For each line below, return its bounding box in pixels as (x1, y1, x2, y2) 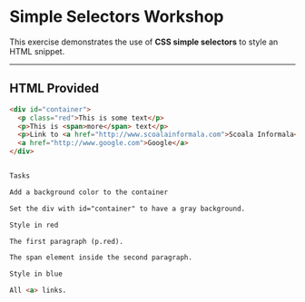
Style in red (9, 220, 59, 229)
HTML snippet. (9, 45, 65, 56)
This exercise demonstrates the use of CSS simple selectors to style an (9, 36, 279, 47)
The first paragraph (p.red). (9, 237, 124, 246)
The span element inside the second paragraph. (9, 253, 193, 262)
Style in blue (9, 269, 64, 278)
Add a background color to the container (9, 188, 169, 197)
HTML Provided (9, 81, 100, 96)
